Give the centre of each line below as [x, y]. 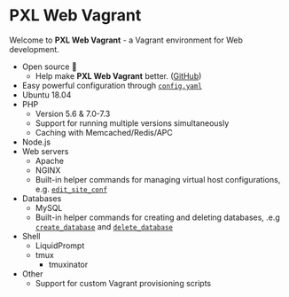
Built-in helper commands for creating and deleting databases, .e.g [158, 217]
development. [34, 49]
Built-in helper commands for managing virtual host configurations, [158, 179]
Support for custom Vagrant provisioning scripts [123, 283]
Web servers [45, 151]
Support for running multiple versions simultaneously [132, 123]
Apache [50, 160]
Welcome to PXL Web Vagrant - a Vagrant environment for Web [126, 40]
